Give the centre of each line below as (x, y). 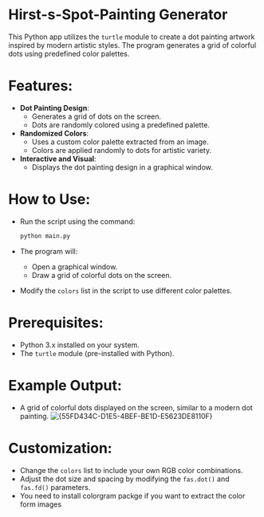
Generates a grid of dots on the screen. (97, 116)
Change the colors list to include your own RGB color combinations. (131, 470)
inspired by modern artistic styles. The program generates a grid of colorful (132, 45)
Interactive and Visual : (58, 159)
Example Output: (65, 385)
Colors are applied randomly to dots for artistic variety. (122, 150)
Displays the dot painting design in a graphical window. (122, 167)
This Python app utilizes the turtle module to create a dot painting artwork (132, 37)
